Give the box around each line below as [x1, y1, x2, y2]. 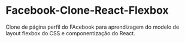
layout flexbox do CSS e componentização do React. [5, 29, 135, 36]
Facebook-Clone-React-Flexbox [5, 4, 169, 17]
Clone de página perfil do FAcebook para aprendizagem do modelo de [5, 23, 180, 30]
